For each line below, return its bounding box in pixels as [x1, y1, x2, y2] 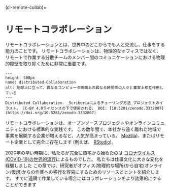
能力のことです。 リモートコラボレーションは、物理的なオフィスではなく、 [5, 48, 161, 54]
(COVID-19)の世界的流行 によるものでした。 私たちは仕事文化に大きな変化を [5, 156, 164, 162]
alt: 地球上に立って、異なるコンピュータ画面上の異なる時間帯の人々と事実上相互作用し [5, 85, 164, 90]
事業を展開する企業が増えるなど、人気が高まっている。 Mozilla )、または [5, 132, 156, 139]
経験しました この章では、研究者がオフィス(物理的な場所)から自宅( [5, 162, 145, 169]
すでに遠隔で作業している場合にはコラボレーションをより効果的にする [15, 175, 161, 181]
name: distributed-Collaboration [5, 79, 76, 85]
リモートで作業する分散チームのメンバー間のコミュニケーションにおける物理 [5, 54, 165, 60]
